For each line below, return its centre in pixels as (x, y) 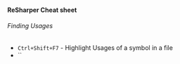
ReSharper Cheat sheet (42, 10)
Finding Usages (30, 26)
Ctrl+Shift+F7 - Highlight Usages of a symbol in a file (95, 47)
